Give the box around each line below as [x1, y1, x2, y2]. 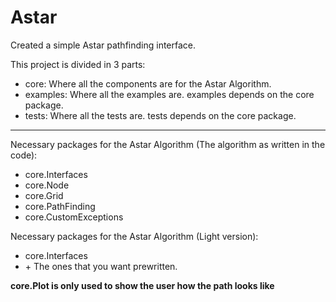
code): [10, 149, 38, 161]
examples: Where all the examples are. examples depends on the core [24, 88, 315, 100]
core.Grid [24, 189, 64, 201]
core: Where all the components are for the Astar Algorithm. [24, 77, 272, 90]
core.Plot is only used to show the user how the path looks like [10, 279, 275, 291]
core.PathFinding [24, 200, 96, 212]
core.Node [24, 179, 70, 191]
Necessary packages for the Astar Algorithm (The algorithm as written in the [10, 138, 326, 150]
